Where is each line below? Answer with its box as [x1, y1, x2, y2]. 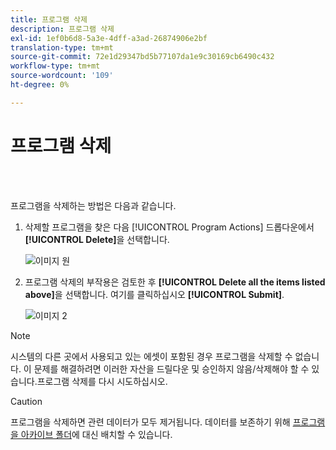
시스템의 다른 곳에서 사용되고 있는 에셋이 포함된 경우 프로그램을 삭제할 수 [10, 350, 293, 362]
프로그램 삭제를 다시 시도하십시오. [36, 375, 168, 387]
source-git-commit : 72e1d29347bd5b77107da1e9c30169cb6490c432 [10, 52, 275, 62]
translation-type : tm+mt [10, 42, 114, 53]
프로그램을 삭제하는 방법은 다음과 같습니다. [10, 199, 177, 211]
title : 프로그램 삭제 [10, 14, 88, 25]
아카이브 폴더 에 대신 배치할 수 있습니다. [20, 428, 173, 440]
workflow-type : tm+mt [10, 61, 101, 71]
